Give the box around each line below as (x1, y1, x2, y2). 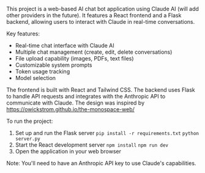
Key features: (6, 30, 40, 37)
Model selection (15, 75, 56, 81)
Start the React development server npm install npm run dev (15, 141, 168, 149)
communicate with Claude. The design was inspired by (6, 99, 145, 106)
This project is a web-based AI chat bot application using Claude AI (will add (6, 6, 199, 12)
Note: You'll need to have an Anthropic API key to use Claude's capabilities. (6, 160, 196, 167)
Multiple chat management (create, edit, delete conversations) (15, 48, 173, 56)
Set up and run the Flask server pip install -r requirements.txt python (15, 130, 199, 136)
